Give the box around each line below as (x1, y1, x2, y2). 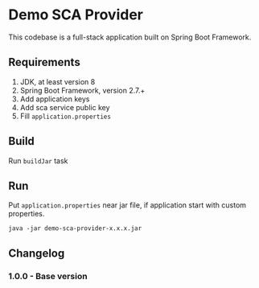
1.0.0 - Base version (8, 270, 88, 282)
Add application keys (19, 94, 90, 104)
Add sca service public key (19, 102, 110, 112)
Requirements (8, 56, 80, 69)
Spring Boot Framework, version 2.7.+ (19, 85, 146, 95)
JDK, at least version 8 (19, 76, 96, 86)
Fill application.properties (19, 111, 111, 121)
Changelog (8, 246, 65, 260)
